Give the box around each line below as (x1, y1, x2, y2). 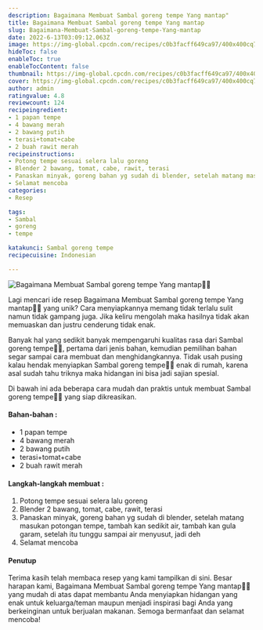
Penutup (8, 555, 37, 565)
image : (8, 41, 30, 49)
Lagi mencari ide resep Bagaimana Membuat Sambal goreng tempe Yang (8, 295, 244, 304)
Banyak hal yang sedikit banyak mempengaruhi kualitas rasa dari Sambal (8, 335, 243, 344)
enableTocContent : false (8, 63, 89, 71)
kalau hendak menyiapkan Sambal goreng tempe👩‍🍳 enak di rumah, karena (8, 360, 249, 370)
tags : (8, 208, 26, 216)
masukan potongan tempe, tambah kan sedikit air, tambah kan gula (19, 521, 236, 530)
